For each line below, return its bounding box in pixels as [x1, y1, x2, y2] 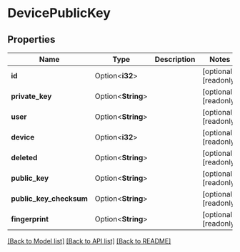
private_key [11, 91, 52, 101]
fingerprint [11, 214, 49, 224]
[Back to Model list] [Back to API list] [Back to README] [7, 237, 171, 245]
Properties [7, 33, 56, 46]
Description [154, 55, 196, 64]
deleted [11, 153, 38, 162]
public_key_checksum [11, 194, 88, 204]
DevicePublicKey [7, 5, 111, 21]
